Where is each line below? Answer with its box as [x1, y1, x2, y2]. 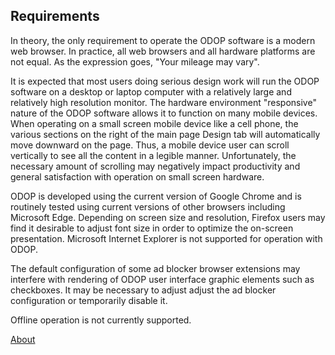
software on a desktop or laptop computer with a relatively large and [10, 85, 292, 98]
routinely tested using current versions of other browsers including [10, 200, 286, 213]
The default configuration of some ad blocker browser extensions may [10, 262, 301, 274]
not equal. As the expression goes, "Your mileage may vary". [10, 55, 260, 68]
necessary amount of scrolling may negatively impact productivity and [10, 160, 301, 172]
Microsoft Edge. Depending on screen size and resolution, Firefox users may [10, 211, 326, 223]
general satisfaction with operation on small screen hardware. [10, 170, 265, 183]
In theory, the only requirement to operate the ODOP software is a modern [10, 34, 316, 46]
